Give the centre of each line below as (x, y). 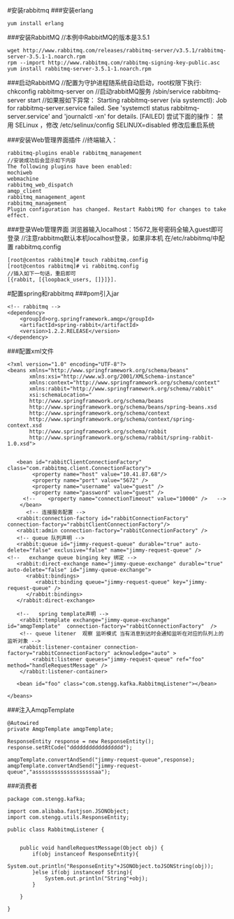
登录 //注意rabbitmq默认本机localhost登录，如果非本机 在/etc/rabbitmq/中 (113, 238)
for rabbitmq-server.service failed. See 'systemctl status (88, 108)
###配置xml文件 (30, 351)
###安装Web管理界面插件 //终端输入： (63, 140)
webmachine (23, 179)
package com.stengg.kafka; (46, 799)
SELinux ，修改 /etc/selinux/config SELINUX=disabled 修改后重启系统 (115, 125)
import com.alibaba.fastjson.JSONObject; (68, 811)
